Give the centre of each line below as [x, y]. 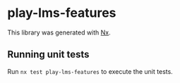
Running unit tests [48, 55]
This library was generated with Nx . [59, 32]
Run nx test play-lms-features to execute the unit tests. [90, 71]
